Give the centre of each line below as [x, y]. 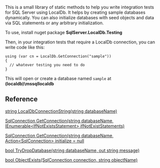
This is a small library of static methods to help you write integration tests [80, 7]
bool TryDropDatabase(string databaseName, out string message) [72, 150]
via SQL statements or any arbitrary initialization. [55, 23]
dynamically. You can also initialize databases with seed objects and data [80, 18]
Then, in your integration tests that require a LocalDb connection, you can [80, 42]
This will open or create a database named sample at [58, 78]
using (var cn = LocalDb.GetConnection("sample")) [58, 56]
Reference [21, 99]
